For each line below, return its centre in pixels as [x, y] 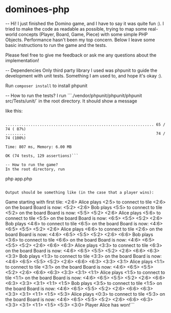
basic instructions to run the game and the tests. [56, 45]
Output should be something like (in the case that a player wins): [80, 192]
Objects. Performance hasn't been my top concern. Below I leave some [80, 40]
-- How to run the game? [32, 165]
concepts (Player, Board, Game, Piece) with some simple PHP [83, 34]
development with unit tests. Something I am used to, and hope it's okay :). [84, 75]
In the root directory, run [35, 169]
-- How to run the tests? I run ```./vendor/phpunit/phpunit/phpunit [74, 95]
